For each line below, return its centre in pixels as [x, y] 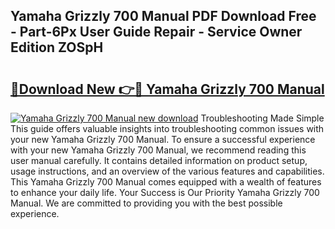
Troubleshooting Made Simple [262, 118]
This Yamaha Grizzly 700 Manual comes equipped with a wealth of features [166, 182]
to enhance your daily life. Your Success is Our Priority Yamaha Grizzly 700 [165, 192]
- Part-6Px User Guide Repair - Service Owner [156, 32]
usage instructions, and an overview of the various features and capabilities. [167, 171]
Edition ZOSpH [57, 47]
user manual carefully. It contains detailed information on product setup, [159, 160]
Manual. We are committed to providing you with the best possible [146, 203]
